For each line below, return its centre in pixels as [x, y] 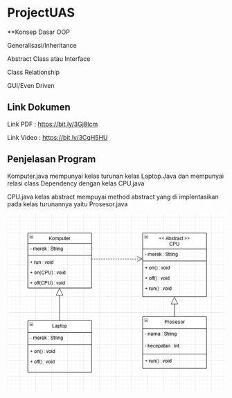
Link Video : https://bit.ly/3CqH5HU [57, 137]
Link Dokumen [39, 108]
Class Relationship [34, 72]
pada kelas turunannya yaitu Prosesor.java [68, 204]
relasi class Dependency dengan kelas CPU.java [76, 183]
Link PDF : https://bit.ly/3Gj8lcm [53, 124]
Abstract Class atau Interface [49, 58]
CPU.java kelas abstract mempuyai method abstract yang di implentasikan [113, 197]
